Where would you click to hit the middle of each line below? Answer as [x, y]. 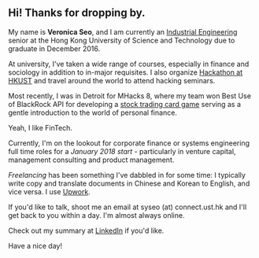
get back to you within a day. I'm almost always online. [96, 215]
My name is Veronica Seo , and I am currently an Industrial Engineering [123, 31]
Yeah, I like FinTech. [41, 127]
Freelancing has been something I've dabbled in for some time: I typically [127, 175]
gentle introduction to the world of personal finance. [92, 112]
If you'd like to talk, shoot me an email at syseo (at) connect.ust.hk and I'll [128, 207]
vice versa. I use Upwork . [49, 191]
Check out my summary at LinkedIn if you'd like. [86, 230]
